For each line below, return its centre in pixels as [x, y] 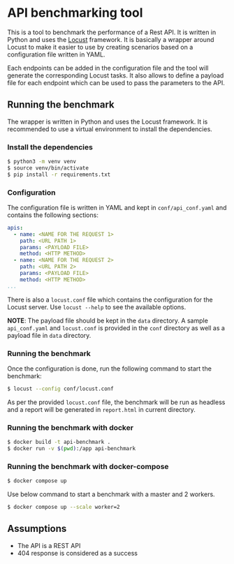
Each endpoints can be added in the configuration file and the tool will [108, 68]
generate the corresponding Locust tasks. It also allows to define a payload [116, 75]
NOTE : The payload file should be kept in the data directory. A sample [108, 320]
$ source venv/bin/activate [48, 168]
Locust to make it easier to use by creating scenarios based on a [100, 47]
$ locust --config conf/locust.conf [60, 389]
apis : [15, 228]
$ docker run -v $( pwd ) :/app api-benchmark [72, 449]
